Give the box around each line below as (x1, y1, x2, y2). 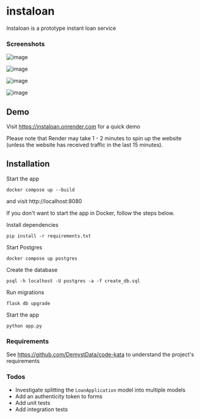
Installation (6, 159, 50, 169)
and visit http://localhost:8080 (6, 197, 82, 205)
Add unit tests (15, 399, 51, 407)
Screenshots (6, 40, 45, 48)
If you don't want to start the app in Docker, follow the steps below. (6, 209, 175, 217)
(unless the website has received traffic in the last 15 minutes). (6, 141, 163, 149)
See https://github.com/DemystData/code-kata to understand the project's (6, 351, 195, 358)
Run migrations (6, 288, 45, 296)
